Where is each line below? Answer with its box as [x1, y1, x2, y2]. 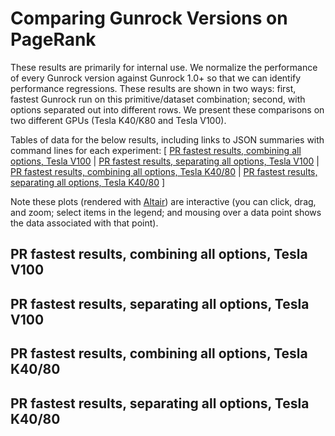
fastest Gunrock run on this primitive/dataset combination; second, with [10, 93, 306, 105]
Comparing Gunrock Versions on [10, 7, 288, 30]
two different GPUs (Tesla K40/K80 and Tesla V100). [10, 114, 227, 126]
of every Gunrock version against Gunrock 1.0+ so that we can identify [10, 72, 302, 84]
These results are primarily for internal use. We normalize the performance [10, 61, 318, 73]
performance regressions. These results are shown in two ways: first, [10, 82, 297, 94]
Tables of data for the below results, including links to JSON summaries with [10, 133, 325, 146]
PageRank [10, 28, 97, 51]
